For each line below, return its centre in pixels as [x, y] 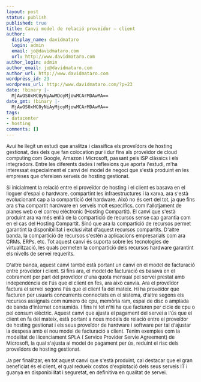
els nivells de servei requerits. [40, 254]
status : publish [26, 17]
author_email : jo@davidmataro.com [49, 68]
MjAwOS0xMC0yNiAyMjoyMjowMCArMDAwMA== [60, 107]
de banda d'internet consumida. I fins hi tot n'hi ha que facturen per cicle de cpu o [100, 307]
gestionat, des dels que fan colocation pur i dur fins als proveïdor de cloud [91, 152]
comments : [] [22, 129]
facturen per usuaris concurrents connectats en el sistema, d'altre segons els [95, 295]
